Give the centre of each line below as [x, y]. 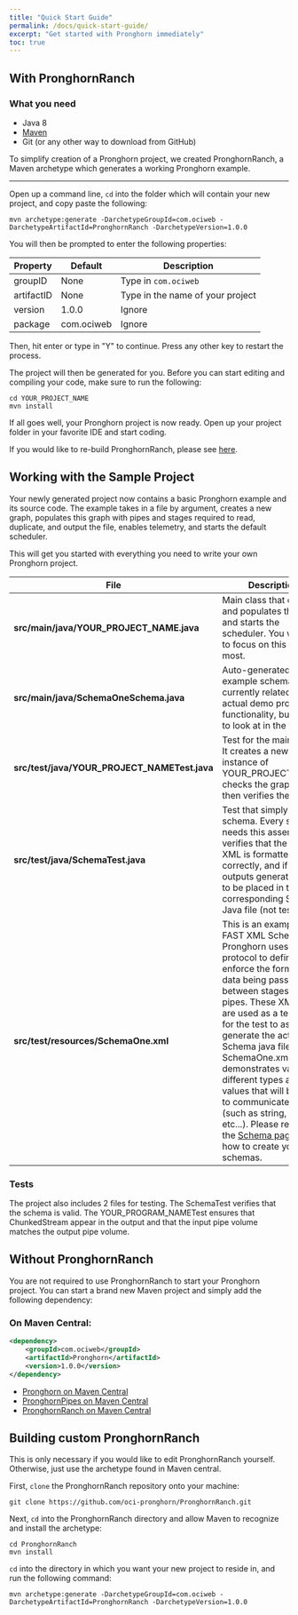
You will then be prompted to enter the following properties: [118, 243]
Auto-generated [256, 670]
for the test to [250, 1024]
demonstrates [251, 1069]
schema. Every [252, 821]
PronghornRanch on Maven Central [86, 1410]
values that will [253, 1091]
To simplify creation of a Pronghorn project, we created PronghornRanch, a [146, 159]
